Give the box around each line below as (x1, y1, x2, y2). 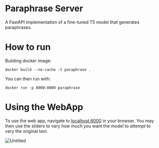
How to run (5, 42, 51, 53)
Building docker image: (5, 57, 52, 64)
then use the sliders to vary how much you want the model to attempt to (5, 123, 151, 129)
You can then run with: (5, 75, 51, 81)
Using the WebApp (5, 101, 83, 113)
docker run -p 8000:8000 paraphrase (5, 85, 80, 90)
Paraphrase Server (5, 3, 83, 14)
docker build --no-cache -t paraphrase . (5, 67, 91, 72)
